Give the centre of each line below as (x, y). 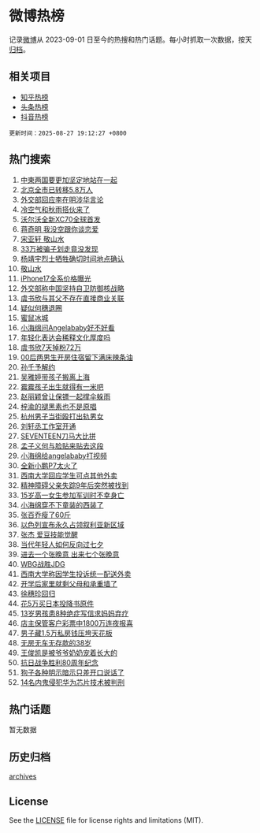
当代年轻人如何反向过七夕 (62, 544)
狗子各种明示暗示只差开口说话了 (72, 672)
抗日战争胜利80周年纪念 (59, 662)
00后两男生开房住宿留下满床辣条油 (76, 357)
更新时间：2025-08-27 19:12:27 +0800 (68, 133)
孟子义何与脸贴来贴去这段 (62, 445)
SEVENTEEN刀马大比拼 (58, 436)
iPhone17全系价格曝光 (56, 278)
